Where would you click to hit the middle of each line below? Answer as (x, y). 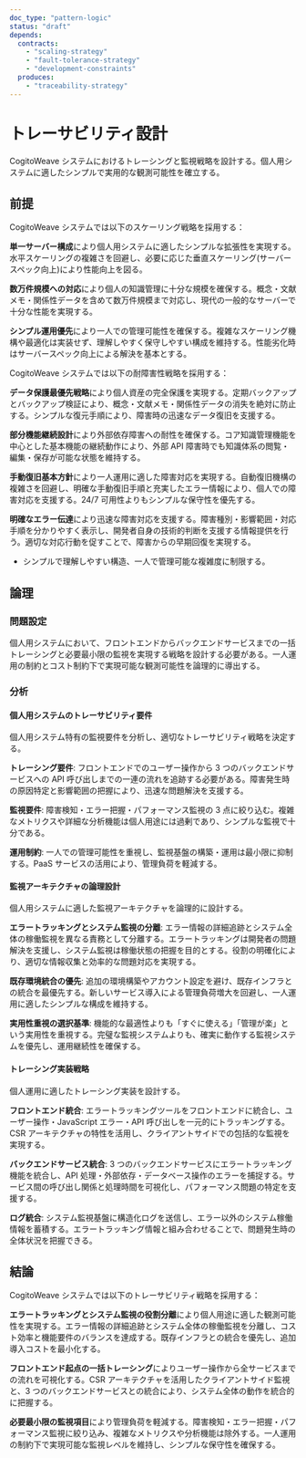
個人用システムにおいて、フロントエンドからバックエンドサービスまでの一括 (153, 643)
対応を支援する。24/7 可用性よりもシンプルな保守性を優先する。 (138, 500)
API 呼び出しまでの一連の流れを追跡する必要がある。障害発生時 (171, 779)
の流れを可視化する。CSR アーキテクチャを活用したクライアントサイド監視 (150, 1380)
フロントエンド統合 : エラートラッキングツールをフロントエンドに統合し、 (147, 1110)
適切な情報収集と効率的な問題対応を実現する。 (113, 962)
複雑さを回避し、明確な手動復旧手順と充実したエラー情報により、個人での (149, 488)
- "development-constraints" (81, 69)
